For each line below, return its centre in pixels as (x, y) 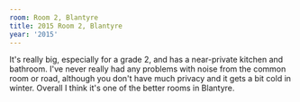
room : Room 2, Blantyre (54, 17)
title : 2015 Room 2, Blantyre (66, 26)
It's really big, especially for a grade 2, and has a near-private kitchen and (146, 60)
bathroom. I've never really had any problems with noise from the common (148, 69)
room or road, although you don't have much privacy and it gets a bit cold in (150, 79)
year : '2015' (34, 34)
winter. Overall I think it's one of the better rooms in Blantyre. (122, 88)
